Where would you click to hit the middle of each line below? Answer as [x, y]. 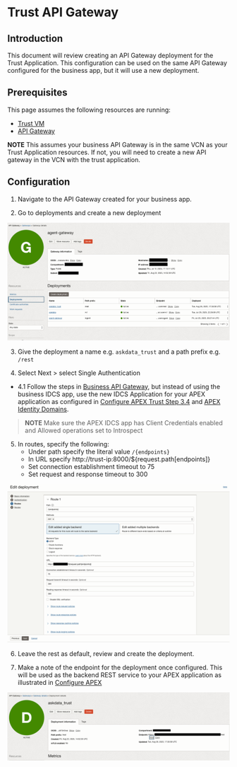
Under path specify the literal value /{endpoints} [99, 451]
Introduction [35, 39]
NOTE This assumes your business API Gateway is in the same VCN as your [117, 144]
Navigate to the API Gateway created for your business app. [104, 199]
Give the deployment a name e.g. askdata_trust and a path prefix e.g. [119, 352]
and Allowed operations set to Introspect [84, 430]
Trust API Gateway [63, 12]
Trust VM [31, 123]
